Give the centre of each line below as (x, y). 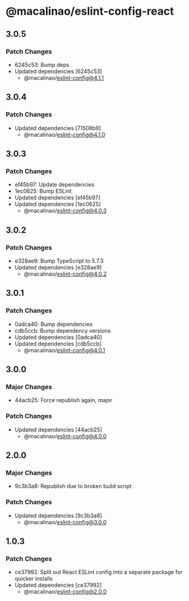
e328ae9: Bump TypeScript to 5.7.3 (59, 261)
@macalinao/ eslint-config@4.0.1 (64, 350)
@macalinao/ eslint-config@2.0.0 (65, 592)
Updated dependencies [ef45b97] (57, 198)
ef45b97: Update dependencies (54, 185)
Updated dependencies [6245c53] (58, 71)
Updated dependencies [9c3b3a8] (58, 515)
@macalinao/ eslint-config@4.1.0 (64, 134)
